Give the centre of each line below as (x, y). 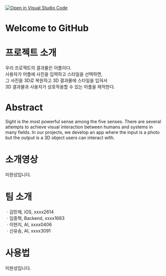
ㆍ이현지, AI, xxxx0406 (29, 224)
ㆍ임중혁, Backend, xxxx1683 (35, 218)
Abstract (24, 107)
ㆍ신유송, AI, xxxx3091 (28, 231)
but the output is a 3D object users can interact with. (60, 138)
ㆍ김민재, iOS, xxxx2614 (30, 212)
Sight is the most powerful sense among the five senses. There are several (83, 122)
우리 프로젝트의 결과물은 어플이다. (38, 68)
